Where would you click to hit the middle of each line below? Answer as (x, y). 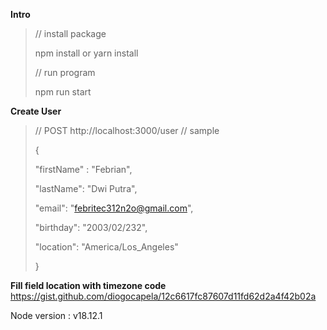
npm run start (63, 92)
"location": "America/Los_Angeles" (106, 247)
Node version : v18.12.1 (56, 315)
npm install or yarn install (86, 53)
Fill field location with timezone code (88, 285)
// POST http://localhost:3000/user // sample (127, 130)
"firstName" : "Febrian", (83, 169)
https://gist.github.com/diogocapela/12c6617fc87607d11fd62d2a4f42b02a (163, 296)
